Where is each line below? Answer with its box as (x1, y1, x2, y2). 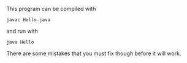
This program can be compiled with (6, 5, 96, 12)
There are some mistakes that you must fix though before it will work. (6, 50, 181, 57)
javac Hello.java (6, 17, 51, 23)
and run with (6, 27, 39, 35)
